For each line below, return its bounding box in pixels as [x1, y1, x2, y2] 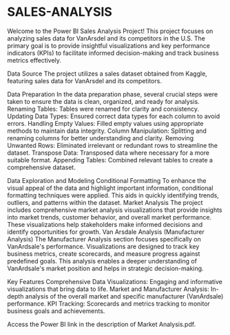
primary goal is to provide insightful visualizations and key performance [7, 41, 210, 50]
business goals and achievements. [7, 307, 105, 315]
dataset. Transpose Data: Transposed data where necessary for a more [7, 149, 210, 157]
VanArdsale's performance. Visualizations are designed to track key [7, 242, 200, 250]
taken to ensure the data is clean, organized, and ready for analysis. [7, 97, 200, 105]
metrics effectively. [7, 56, 62, 64]
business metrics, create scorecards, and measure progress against [7, 249, 200, 258]
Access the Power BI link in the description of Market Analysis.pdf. [7, 320, 196, 328]
